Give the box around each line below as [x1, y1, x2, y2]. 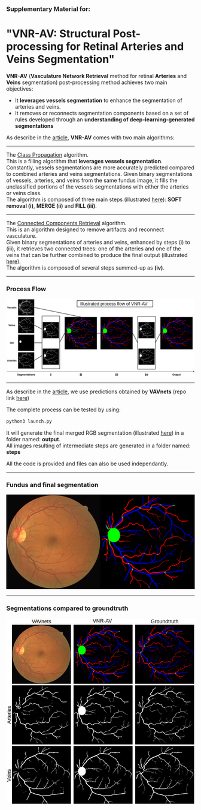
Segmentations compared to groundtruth [6, 604, 129, 612]
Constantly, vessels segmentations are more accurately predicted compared [6, 164, 194, 171]
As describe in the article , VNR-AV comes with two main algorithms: [6, 134, 175, 141]
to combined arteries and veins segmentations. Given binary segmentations [6, 170, 193, 177]
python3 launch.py [6, 419, 52, 425]
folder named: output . [6, 435, 61, 443]
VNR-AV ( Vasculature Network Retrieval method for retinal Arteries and [6, 72, 187, 79]
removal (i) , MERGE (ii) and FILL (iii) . [6, 202, 97, 209]
